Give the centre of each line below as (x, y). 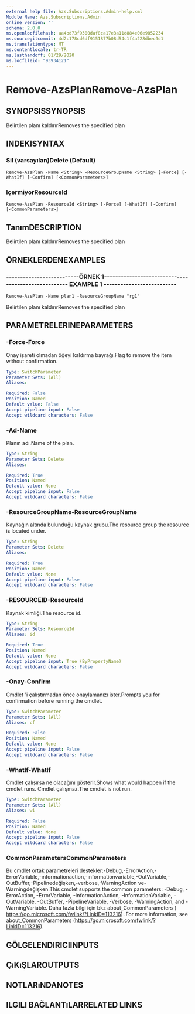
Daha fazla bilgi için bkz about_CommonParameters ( (113, 908)
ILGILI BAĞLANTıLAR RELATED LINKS (74, 1005)
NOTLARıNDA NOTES (45, 985)
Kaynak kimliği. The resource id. (44, 613)
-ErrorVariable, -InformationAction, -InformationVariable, (104, 896)
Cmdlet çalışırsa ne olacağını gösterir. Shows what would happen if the (91, 782)
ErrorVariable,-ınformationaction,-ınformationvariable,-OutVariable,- (88, 877)
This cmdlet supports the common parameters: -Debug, (117, 889)
